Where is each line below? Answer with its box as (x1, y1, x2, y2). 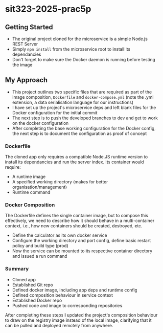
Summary (5, 266, 29, 272)
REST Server (12, 41, 38, 47)
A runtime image (12, 174, 46, 179)
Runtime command (12, 189, 50, 195)
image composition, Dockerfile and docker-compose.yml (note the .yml (12, 94, 154, 100)
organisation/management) (12, 184, 67, 190)
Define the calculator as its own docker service (12, 232, 108, 238)
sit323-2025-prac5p (5, 3, 92, 15)
